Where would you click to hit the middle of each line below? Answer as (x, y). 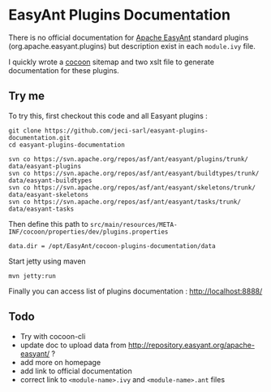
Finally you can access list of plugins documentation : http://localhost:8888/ (135, 291)
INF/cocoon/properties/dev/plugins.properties (88, 232)
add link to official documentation (76, 371)
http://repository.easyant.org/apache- (192, 345)
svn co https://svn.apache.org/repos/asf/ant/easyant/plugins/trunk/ (129, 159)
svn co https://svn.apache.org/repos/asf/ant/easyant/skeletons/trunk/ (132, 187)
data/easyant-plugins (45, 166)
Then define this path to (49, 224)
